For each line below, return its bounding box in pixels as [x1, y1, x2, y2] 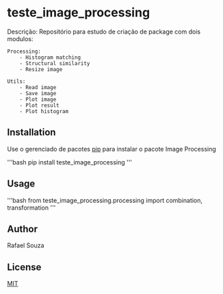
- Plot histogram [19, 108, 69, 114]
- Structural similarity [19, 60, 90, 66]
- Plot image [19, 96, 57, 103]
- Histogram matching [19, 53, 81, 61]
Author [7, 223, 38, 234]
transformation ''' [7, 204, 56, 212]
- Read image [19, 84, 57, 90]
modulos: [7, 34, 34, 42]
